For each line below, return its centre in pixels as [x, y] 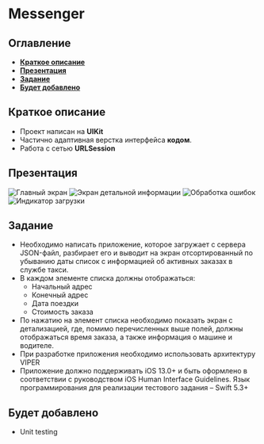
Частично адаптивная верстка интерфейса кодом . [106, 140]
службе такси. [44, 270]
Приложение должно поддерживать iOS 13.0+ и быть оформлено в [134, 371]
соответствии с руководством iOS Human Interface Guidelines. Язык [135, 379]
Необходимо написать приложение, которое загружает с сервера [132, 245]
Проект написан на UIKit [61, 131]
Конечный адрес [60, 295]
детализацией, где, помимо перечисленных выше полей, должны [131, 329]
